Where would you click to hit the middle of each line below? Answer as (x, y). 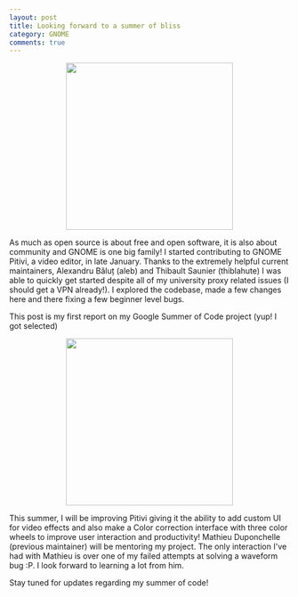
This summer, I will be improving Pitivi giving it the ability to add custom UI (145, 519)
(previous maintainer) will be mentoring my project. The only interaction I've (148, 547)
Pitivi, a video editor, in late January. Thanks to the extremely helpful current (149, 262)
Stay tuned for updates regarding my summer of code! (109, 583)
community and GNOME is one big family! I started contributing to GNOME (145, 252)
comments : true (37, 42)
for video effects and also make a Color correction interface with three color (149, 527)
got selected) (33, 326)
